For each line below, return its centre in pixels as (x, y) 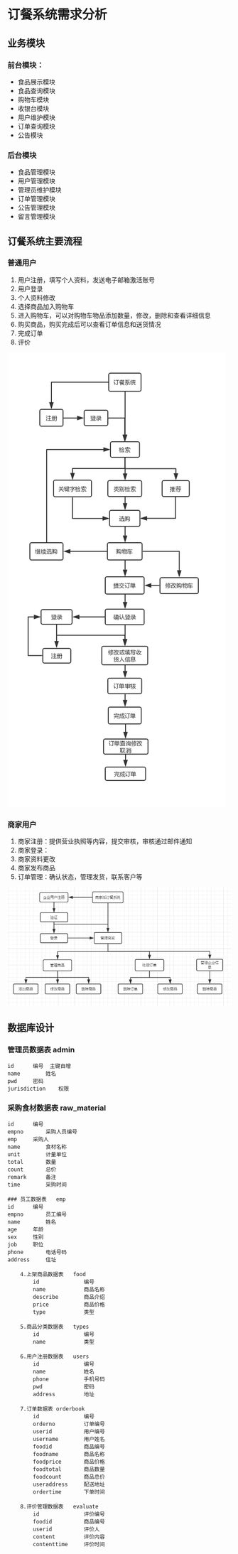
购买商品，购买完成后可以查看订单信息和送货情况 (89, 324)
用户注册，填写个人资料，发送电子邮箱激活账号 (86, 280)
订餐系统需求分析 (58, 15)
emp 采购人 (28, 1140)
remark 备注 (32, 1177)
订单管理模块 (36, 199)
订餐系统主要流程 (45, 241)
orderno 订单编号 (69, 1424)
